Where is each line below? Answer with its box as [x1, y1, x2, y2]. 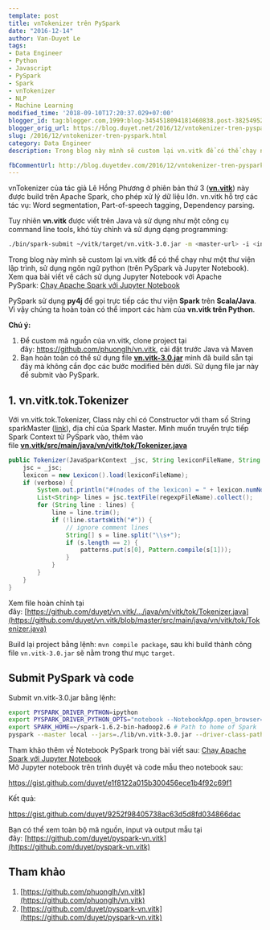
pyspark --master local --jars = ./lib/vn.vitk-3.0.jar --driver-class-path [8, 731, 264, 739]
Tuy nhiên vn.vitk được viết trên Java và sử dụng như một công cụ [8, 216, 229, 226]
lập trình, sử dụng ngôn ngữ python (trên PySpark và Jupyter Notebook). [8, 264, 249, 273]
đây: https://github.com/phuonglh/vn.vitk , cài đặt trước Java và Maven [19, 344, 254, 355]
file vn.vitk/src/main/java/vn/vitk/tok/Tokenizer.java [8, 440, 187, 450]
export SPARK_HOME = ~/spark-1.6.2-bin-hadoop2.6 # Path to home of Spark [8, 723, 257, 732]
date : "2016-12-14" [8, 27, 74, 35]
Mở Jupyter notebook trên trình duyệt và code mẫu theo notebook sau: [8, 762, 243, 772]
